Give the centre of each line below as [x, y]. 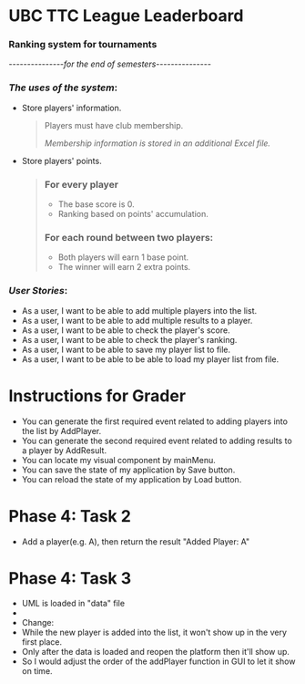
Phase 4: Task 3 [70, 578]
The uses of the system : [63, 88]
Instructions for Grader [97, 395]
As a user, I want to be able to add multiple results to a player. [137, 320]
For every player [81, 184]
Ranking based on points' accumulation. [133, 214]
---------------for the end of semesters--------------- [110, 64]
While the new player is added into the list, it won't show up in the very [154, 632]
